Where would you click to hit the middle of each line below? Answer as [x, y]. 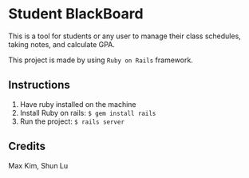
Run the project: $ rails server [72, 121]
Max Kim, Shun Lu [38, 165]
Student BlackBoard [76, 14]
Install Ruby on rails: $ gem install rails [88, 113]
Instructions [39, 85]
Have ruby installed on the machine [78, 104]
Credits [27, 146]
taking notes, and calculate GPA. [62, 44]
